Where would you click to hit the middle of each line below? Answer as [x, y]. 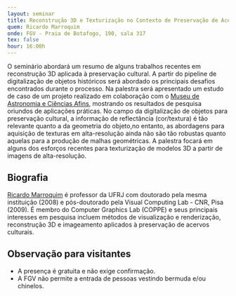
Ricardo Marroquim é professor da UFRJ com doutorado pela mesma [107, 194]
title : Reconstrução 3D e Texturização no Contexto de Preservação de [113, 20]
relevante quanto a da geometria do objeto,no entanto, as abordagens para [116, 126]
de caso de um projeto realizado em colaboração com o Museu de [104, 96]
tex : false [23, 40]
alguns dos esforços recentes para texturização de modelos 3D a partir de [115, 148]
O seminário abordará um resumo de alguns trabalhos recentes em [104, 66]
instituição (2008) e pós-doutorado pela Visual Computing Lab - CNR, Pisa [115, 202]
